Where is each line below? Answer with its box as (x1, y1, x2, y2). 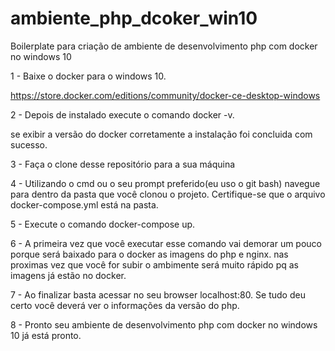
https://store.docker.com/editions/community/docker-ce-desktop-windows (10, 89, 321, 101)
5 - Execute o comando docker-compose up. (10, 218, 196, 230)
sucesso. (10, 138, 48, 151)
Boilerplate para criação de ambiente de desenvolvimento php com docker (10, 40, 318, 52)
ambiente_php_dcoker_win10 (10, 7, 258, 30)
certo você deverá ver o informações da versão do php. (10, 299, 240, 311)
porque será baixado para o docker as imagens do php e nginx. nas (10, 248, 289, 260)
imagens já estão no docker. (10, 269, 127, 281)
